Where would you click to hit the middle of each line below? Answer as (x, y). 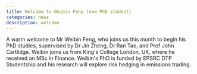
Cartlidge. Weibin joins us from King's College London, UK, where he (90, 52)
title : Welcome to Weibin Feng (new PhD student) (69, 12)
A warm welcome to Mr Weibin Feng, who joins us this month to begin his (96, 40)
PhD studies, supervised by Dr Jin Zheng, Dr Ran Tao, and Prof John (90, 46)
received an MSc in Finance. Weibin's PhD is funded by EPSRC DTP (89, 58)
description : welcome (33, 22)
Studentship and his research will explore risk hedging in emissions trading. (99, 65)
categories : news (28, 17)
